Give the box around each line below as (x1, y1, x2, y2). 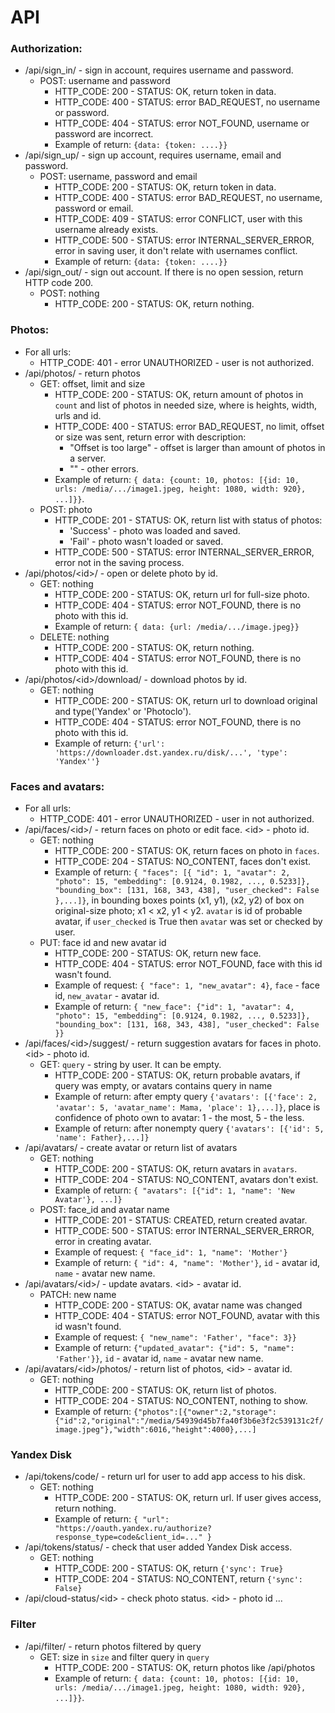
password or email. (54, 202, 134, 215)
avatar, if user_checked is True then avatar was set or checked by (54, 916, 323, 928)
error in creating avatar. (54, 1236, 152, 1248)
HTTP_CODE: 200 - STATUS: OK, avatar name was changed (54, 1299, 303, 1311)
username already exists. (54, 224, 159, 236)
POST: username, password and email (39, 171, 198, 183)
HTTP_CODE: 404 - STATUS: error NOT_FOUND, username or (54, 117, 310, 130)
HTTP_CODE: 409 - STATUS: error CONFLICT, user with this (54, 213, 303, 225)
